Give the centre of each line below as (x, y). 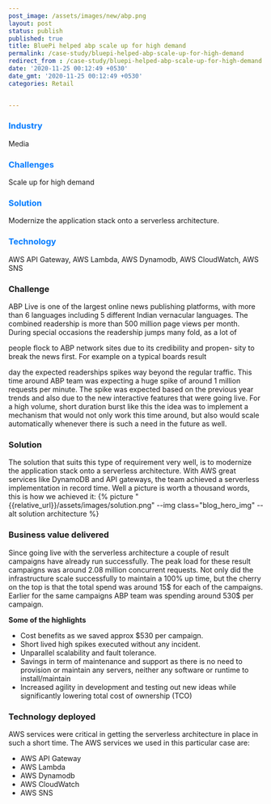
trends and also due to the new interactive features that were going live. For (134, 398)
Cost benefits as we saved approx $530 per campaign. (112, 635)
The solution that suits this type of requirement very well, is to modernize (130, 463)
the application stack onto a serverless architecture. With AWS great (122, 471)
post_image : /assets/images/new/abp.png (78, 16)
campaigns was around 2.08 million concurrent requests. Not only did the (131, 569)
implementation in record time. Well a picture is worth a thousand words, (129, 488)
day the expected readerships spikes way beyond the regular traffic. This (130, 372)
